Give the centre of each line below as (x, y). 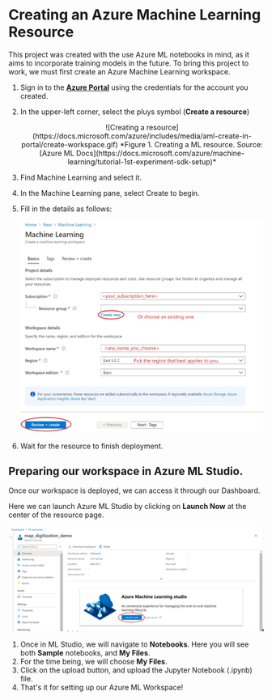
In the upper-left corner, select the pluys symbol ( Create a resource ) (135, 112)
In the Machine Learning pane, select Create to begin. (110, 193)
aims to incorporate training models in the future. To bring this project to (129, 63)
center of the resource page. (56, 515)
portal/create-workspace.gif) (70, 144)
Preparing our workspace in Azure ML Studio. (126, 471)
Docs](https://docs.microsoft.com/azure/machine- (160, 153)
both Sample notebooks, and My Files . (85, 653)
